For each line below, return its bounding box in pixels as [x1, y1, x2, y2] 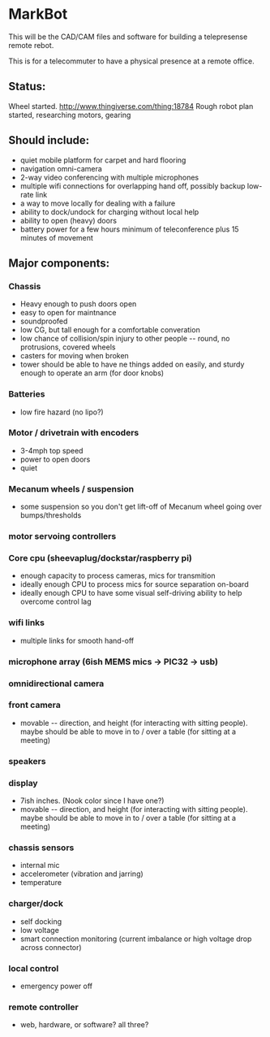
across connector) [19, 942, 83, 952]
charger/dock [8, 898, 63, 909]
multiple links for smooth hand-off [19, 636, 135, 645]
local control [8, 962, 59, 974]
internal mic [19, 861, 60, 870]
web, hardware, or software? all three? [19, 1020, 149, 1030]
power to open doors [19, 454, 91, 464]
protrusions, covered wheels [19, 342, 116, 352]
